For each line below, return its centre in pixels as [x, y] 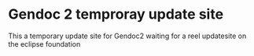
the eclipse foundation [44, 44]
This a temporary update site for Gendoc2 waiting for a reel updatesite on [127, 36]
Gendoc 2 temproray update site [116, 14]
